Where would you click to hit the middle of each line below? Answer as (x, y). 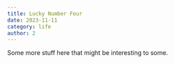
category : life (29, 26)
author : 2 (22, 33)
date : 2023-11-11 (32, 20)
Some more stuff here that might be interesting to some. (88, 53)
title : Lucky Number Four (45, 14)
